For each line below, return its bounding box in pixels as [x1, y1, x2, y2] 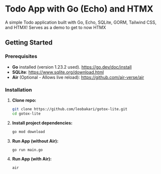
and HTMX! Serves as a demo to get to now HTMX [5, 24, 106, 30]
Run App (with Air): [12, 156, 52, 162]
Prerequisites [5, 53, 37, 60]
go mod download [12, 129, 45, 134]
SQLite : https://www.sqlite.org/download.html [12, 69, 104, 75]
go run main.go [12, 147, 43, 152]
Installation [5, 86, 32, 93]
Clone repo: [12, 97, 36, 103]
